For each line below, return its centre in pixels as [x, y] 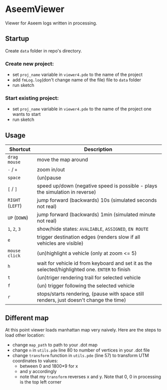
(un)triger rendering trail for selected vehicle [89, 278]
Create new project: [30, 63]
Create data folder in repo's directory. [43, 50]
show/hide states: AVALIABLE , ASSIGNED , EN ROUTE [93, 229]
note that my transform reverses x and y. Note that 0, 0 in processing [90, 377]
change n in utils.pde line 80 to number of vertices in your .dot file [81, 350]
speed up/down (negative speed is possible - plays [97, 186]
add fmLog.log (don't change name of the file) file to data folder [77, 80]
